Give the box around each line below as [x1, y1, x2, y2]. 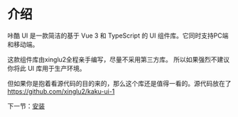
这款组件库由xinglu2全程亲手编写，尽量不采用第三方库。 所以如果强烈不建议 [7, 55, 230, 64]
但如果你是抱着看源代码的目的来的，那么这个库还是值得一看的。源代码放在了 [7, 79, 232, 87]
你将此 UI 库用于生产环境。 [7, 64, 87, 72]
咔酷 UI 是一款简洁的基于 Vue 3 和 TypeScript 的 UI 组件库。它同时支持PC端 [7, 31, 229, 40]
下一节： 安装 [7, 101, 45, 110]
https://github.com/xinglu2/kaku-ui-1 [7, 87, 115, 96]
